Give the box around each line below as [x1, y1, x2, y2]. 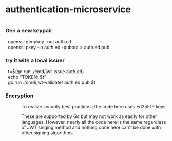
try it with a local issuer [5, 57, 65, 64]
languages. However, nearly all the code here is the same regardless [21, 119, 166, 125]
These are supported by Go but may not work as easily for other [21, 113, 158, 120]
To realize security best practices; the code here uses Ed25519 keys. [21, 104, 167, 110]
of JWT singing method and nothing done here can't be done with [21, 124, 161, 131]
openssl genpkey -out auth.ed [7, 38, 72, 44]
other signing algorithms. [21, 130, 74, 136]
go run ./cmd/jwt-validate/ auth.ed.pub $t [7, 79, 96, 85]
